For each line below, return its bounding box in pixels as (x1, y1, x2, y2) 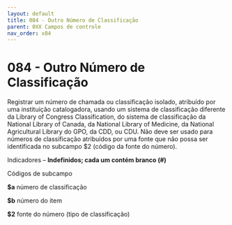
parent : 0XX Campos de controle (7, 23, 101, 30)
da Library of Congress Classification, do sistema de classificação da (7, 112, 206, 121)
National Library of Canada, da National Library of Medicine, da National (7, 120, 215, 129)
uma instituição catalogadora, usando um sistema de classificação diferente (7, 106, 226, 114)
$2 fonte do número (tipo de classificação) (7, 210, 130, 219)
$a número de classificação (7, 183, 87, 191)
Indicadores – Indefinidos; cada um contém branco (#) (7, 156, 167, 164)
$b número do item (7, 196, 63, 205)
